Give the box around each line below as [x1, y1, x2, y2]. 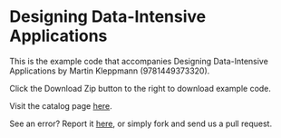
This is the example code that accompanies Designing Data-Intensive [9, 55, 269, 66]
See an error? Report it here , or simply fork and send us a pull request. [9, 118, 273, 129]
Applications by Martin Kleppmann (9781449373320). [9, 65, 210, 76]
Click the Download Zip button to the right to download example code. [9, 83, 272, 94]
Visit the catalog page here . [9, 100, 113, 111]
